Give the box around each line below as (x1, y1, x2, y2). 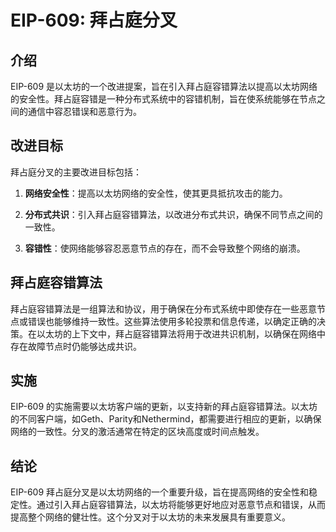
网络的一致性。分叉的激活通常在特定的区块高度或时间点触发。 (10, 426, 265, 438)
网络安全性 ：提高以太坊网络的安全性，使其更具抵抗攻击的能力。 (24, 187, 288, 199)
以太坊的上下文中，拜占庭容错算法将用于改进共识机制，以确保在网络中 (36, 327, 326, 340)
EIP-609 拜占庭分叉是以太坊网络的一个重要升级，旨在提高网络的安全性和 (10, 486, 310, 498)
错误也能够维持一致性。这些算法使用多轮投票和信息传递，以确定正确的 (27, 315, 317, 327)
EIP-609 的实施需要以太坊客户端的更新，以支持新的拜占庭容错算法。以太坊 (10, 401, 318, 413)
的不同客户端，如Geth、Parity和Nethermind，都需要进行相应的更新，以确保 (10, 413, 322, 425)
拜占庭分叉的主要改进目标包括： (10, 166, 142, 178)
